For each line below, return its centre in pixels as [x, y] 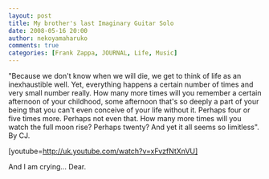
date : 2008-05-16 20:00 [48, 31]
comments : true [34, 46]
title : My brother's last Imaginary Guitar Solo [91, 23]
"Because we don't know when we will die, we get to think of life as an [125, 76]
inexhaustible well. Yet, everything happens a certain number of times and [131, 84]
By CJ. [19, 136]
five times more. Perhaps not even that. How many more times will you [125, 118]
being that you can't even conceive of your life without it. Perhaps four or [129, 110]
